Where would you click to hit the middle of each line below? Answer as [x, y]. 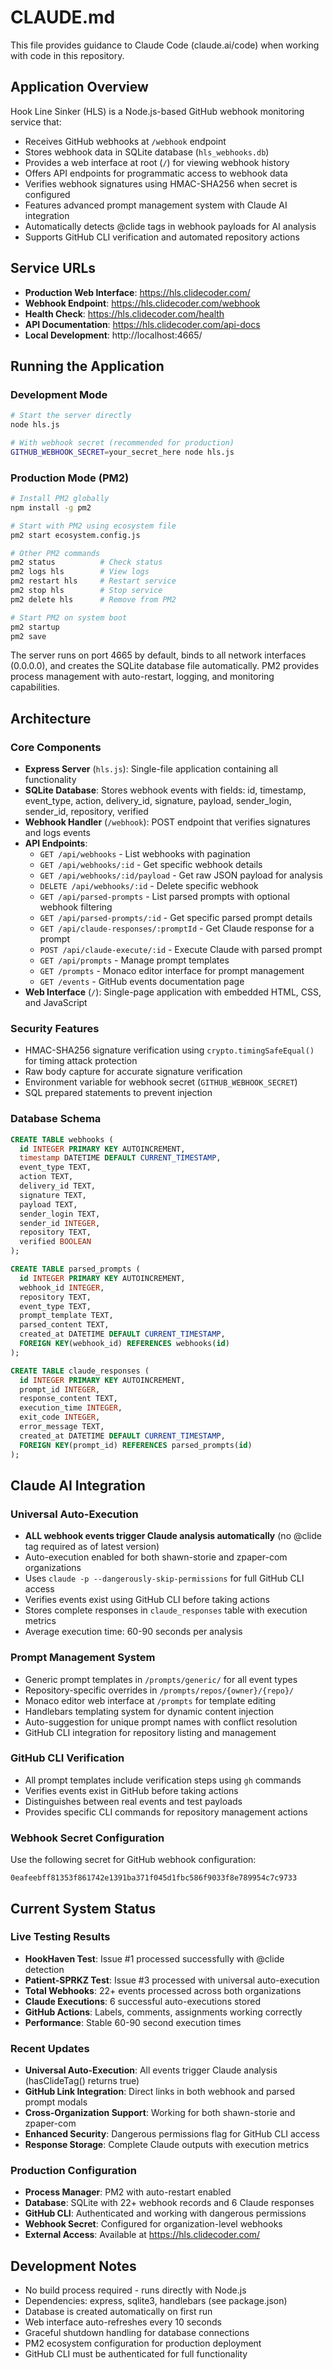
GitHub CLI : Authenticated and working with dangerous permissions [165, 2213]
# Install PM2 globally [60, 499]
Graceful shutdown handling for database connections [137, 2333]
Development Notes [73, 2266]
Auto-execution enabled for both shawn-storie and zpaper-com [156, 1557]
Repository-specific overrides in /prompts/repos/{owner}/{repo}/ [159, 1690]
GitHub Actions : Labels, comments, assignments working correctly [163, 2012]
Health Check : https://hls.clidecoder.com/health [124, 313]
